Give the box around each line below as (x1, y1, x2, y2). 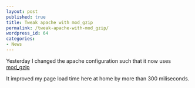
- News (6, 42, 22, 48)
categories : (6, 36, 35, 42)
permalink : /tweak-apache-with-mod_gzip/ (6, 25, 109, 31)
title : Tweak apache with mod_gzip (6, 19, 93, 25)
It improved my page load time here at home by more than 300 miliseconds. (6, 75, 190, 82)
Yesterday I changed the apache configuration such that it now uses (6, 57, 172, 65)
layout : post (6, 8, 38, 15)
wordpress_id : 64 (6, 31, 49, 36)
